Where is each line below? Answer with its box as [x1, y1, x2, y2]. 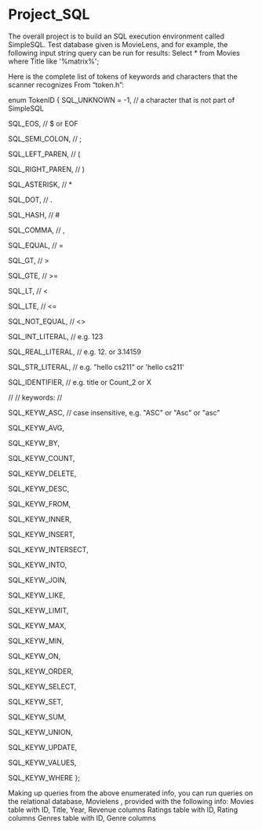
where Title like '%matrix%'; [8, 57, 100, 66]
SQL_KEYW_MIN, [8, 636, 64, 645]
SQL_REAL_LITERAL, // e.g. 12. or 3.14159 [8, 347, 141, 356]
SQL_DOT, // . [8, 195, 53, 204]
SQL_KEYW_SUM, [8, 712, 67, 722]
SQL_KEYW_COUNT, [8, 453, 75, 463]
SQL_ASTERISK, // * [8, 179, 73, 189]
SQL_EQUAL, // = [8, 240, 64, 250]
